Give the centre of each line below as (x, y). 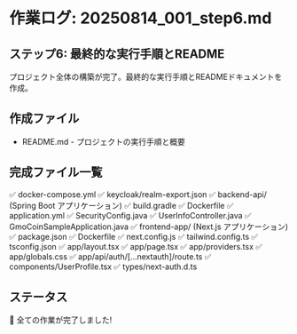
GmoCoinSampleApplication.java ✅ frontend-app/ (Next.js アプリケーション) (149, 227)
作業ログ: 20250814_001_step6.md (141, 18)
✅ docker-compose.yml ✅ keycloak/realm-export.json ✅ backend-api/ (138, 194)
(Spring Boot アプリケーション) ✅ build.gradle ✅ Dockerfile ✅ (121, 205)
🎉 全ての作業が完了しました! (61, 320)
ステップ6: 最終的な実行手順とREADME (117, 54)
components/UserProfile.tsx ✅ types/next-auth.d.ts (103, 266)
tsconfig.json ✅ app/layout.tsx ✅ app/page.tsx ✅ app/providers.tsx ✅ (136, 246)
